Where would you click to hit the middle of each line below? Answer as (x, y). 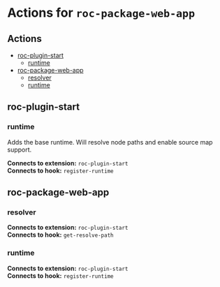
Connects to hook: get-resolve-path (60, 235)
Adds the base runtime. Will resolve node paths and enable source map (110, 142)
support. (20, 149)
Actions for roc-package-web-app (101, 13)
